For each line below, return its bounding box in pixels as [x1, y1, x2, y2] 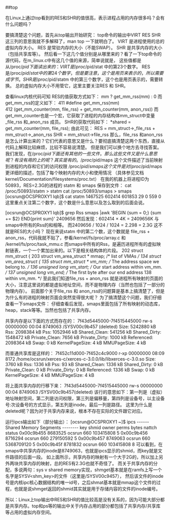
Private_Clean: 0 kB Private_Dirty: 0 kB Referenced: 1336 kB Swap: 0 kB [5, 367, 155, 373]
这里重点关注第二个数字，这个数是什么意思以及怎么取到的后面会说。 [5, 200, 147, 205]
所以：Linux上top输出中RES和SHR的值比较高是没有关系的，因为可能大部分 [5, 497, 160, 502]
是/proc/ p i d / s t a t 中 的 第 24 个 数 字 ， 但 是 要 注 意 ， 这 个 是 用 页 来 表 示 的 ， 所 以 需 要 [5, 70, 164, 76]
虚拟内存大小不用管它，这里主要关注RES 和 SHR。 [24, 83, 129, 88]
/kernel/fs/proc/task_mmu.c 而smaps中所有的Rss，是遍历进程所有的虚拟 [5, 241, 157, 247]
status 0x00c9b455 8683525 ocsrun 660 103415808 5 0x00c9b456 [5, 430, 148, 436]
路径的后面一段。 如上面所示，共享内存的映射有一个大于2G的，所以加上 [9, 454, 159, 460]
